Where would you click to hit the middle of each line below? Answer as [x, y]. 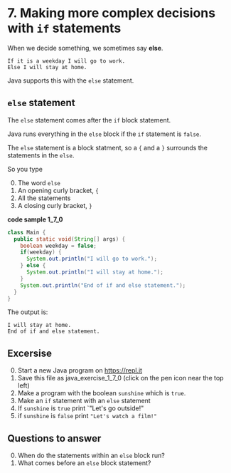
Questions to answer [54, 438]
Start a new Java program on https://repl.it [80, 370]
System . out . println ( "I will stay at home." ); [95, 272]
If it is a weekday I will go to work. [66, 61]
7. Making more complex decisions [111, 13]
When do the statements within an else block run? [91, 455]
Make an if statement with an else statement [84, 401]
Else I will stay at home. [47, 67]
